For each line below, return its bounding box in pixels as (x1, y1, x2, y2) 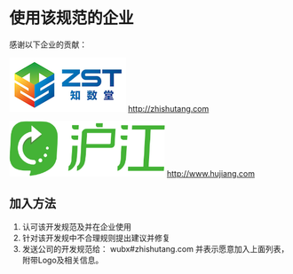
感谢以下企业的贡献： (9, 39, 87, 50)
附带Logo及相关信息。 (21, 254, 104, 265)
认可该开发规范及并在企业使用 (21, 221, 131, 231)
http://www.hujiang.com (166, 168, 256, 178)
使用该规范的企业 (9, 8, 135, 28)
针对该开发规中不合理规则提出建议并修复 (21, 232, 170, 243)
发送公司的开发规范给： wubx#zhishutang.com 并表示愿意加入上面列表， (21, 243, 289, 254)
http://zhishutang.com (127, 103, 210, 114)
